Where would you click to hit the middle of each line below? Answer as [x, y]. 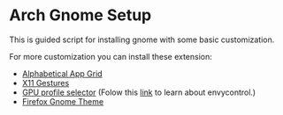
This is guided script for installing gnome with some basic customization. [142, 40]
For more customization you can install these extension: [111, 56]
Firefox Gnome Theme [63, 101]
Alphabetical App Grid [62, 73]
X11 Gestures [46, 83]
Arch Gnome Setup [80, 15]
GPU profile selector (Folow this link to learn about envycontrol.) [139, 92]
